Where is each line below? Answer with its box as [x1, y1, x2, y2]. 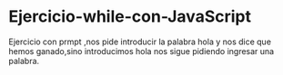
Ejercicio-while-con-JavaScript [8, 6, 252, 27]
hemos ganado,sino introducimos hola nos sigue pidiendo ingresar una [8, 45, 275, 56]
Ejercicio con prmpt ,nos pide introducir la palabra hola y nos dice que [8, 36, 272, 47]
